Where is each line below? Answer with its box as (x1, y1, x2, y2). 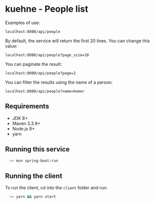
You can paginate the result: (5, 61, 62, 67)
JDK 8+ (12, 115, 28, 121)
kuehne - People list (5, 3, 89, 15)
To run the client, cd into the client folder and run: (5, 185, 108, 191)
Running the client (5, 172, 62, 180)
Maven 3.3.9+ (12, 120, 41, 126)
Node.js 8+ (12, 125, 35, 131)
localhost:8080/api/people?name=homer (5, 88, 85, 94)
